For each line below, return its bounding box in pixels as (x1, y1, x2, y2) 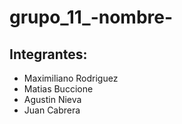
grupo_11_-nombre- (9, 6, 174, 29)
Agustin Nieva (23, 94, 82, 105)
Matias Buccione (23, 83, 94, 95)
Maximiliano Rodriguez (23, 72, 119, 84)
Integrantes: (9, 46, 88, 63)
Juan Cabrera (23, 104, 81, 116)
